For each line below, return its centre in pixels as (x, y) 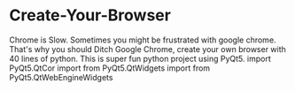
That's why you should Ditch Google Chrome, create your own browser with (147, 49)
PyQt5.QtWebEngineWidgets (61, 77)
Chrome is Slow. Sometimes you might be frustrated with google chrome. (143, 40)
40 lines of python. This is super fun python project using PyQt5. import (140, 58)
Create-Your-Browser (90, 15)
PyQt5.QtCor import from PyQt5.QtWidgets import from (110, 68)
